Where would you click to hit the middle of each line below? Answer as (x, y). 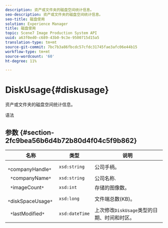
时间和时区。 (120, 218)
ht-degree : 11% (21, 61)
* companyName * (31, 178)
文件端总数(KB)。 (115, 199)
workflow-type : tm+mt (28, 51)
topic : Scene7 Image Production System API (51, 33)
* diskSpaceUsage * (30, 201)
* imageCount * (27, 187)
